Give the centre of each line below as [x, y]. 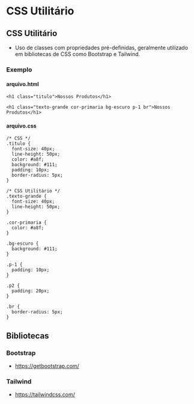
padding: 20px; [31, 291]
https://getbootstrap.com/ [47, 366]
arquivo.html [23, 84]
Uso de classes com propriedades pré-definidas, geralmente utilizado [101, 47]
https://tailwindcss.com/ [45, 394]
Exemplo [19, 69]
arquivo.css [22, 126]
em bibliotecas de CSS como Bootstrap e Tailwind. [77, 54]
